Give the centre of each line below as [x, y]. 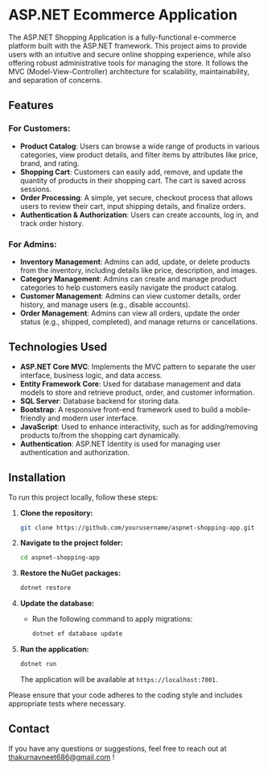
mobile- [238, 409]
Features [31, 105]
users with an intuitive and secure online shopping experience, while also [130, 54]
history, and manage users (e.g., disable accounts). [105, 304]
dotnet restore [45, 588]
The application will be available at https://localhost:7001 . [119, 679]
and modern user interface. [93, 418]
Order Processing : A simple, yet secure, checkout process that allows [136, 197]
